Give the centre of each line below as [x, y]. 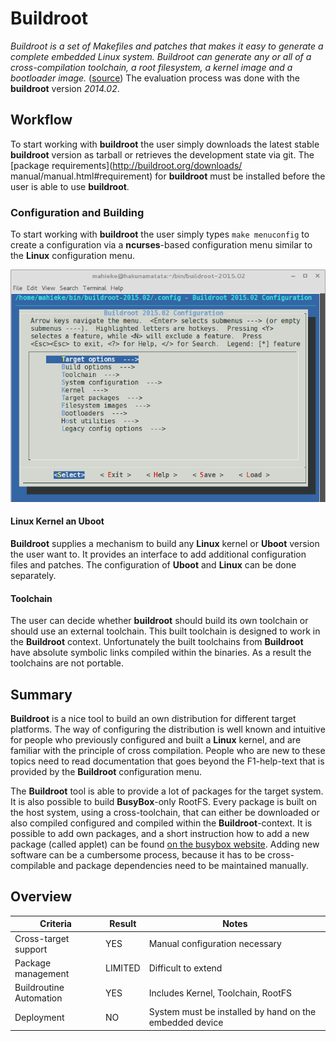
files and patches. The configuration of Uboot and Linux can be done [153, 565]
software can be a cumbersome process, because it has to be [138, 855]
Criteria [55, 924]
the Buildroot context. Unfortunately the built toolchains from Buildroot [157, 642]
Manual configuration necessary [215, 944]
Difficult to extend [185, 968]
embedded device [186, 1023]
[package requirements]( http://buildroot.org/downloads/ [126, 165]
